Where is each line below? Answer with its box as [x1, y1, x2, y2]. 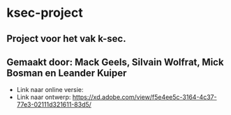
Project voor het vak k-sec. [6, 33, 126, 45]
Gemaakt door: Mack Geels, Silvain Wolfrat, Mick [6, 56, 224, 68]
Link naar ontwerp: [16, 93, 71, 102]
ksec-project [6, 5, 83, 21]
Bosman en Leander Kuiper [6, 67, 127, 79]
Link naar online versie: [16, 86, 84, 94]
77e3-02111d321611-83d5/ [16, 100, 92, 109]
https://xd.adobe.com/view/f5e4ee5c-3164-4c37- [72, 93, 217, 102]
